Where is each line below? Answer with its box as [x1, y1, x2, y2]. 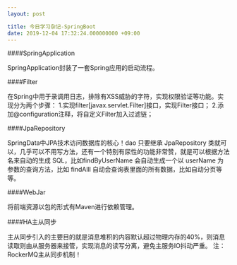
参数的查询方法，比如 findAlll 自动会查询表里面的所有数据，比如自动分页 [7, 165, 217, 174]
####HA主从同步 [7, 218, 57, 226]
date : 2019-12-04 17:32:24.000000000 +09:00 [7, 30, 140, 37]
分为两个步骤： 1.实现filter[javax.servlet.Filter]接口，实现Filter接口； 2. [13, 101, 218, 110]
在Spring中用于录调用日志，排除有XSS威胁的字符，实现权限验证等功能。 [7, 93, 218, 101]
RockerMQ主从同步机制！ [7, 250, 82, 259]
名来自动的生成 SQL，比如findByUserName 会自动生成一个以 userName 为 [7, 156, 224, 165]
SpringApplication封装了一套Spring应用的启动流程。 [7, 64, 159, 72]
